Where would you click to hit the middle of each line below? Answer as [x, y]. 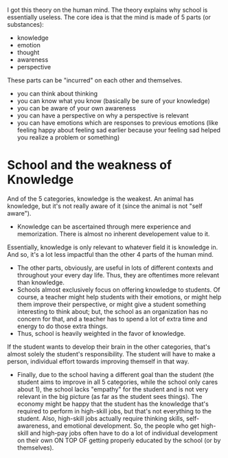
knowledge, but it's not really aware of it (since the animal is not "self [105, 206]
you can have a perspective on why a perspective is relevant [103, 115]
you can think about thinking [57, 93]
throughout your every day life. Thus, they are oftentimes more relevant [118, 275]
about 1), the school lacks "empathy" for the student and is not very [113, 389]
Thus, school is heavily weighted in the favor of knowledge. [101, 333]
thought [28, 52]
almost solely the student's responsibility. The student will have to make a [111, 354]
